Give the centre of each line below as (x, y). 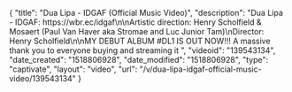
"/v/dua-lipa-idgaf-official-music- (201, 69)
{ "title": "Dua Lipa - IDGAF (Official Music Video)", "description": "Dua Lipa (146, 13)
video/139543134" (43, 78)
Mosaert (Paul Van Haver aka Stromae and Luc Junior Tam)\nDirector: (137, 31)
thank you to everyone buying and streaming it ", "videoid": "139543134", (142, 50)
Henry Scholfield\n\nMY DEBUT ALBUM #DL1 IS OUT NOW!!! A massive (140, 41)
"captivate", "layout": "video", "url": (73, 69)
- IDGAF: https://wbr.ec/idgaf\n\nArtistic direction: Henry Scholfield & (135, 22)
